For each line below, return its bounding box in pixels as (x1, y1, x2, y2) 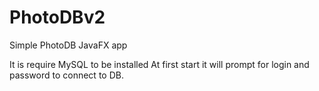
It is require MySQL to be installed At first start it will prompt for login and (9, 58, 310, 70)
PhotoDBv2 (9, 6, 106, 29)
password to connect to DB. (9, 69, 124, 81)
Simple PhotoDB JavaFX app (9, 39, 128, 51)
